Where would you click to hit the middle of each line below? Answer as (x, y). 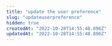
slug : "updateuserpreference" (44, 17)
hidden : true (23, 23)
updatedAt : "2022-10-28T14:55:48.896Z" (57, 34)
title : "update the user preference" (54, 12)
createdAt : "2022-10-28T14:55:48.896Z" (57, 28)
